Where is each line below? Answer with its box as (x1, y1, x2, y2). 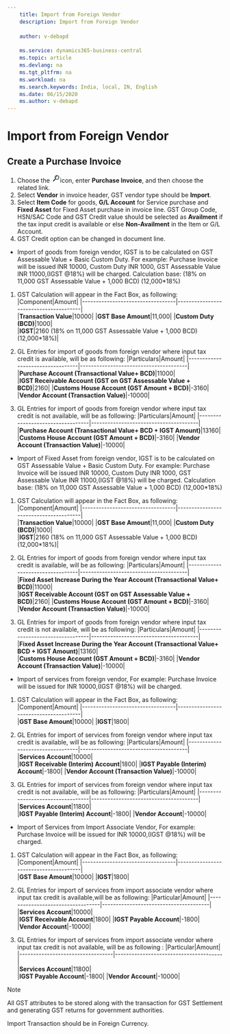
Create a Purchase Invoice (7, 155, 122, 167)
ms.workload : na (19, 76, 66, 83)
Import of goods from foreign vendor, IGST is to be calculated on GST (16, 248, 214, 257)
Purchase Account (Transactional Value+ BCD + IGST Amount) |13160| (19, 426, 221, 435)
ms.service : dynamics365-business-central (19, 47, 142, 54)
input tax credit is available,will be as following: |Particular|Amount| (16, 893, 207, 902)
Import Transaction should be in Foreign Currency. (7, 1020, 149, 1028)
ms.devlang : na (19, 62, 63, 69)
